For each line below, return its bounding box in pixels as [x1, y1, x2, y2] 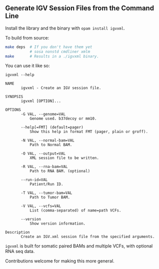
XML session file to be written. [29, 155, 99, 160]
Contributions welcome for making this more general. [5, 258, 115, 264]
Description [5, 230, 30, 235]
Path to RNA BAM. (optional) [29, 168, 91, 174]
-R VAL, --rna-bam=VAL [20, 164, 68, 169]
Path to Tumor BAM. [29, 195, 70, 200]
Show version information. [29, 221, 86, 226]
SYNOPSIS [5, 94, 23, 99]
